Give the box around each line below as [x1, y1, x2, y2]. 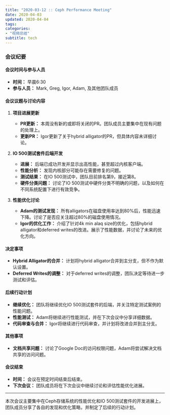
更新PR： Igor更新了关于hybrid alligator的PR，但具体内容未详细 [20, 133, 153, 140]
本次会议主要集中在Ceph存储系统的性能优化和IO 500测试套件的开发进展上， [5, 398, 163, 404]
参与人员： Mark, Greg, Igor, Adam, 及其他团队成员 [12, 85, 119, 91]
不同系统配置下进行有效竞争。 [20, 187, 82, 193]
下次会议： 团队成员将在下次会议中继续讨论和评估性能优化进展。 [12, 383, 147, 389]
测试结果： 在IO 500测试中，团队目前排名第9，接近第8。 [20, 174, 139, 180]
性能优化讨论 [12, 197, 39, 203]
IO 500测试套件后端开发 [12, 150, 63, 157]
